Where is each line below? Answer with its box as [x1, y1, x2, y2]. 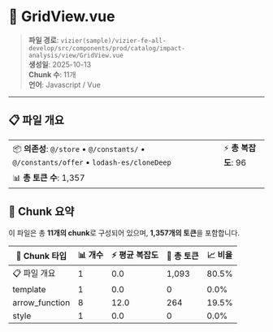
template [12, 283, 46, 295]
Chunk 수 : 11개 [28, 69, 76, 80]
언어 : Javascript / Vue [28, 80, 102, 89]
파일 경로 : [28, 35, 59, 45]
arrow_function [12, 296, 71, 308]
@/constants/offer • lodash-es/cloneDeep [12, 156, 172, 167]
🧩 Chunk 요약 [8, 205, 75, 218]
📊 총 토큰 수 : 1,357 [12, 172, 85, 183]
